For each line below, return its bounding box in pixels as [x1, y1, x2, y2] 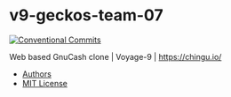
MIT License [21, 78, 68, 88]
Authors [21, 68, 52, 79]
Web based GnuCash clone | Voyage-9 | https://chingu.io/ [9, 51, 222, 62]
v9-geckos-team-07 [9, 5, 163, 26]
